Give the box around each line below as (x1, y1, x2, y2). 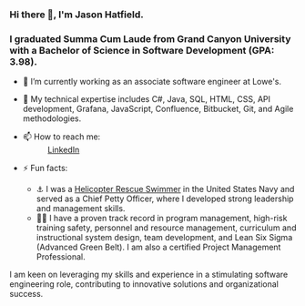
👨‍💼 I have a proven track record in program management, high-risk (36, 213, 288, 224)
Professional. (36, 251, 86, 262)
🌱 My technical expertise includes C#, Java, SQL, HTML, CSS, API (22, 94, 271, 105)
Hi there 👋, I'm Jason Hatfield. (9, 8, 144, 21)
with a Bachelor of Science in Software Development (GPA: (9, 44, 275, 56)
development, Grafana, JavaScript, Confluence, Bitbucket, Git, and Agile (22, 104, 294, 115)
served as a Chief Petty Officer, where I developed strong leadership (36, 193, 294, 204)
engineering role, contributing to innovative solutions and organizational (9, 279, 280, 290)
